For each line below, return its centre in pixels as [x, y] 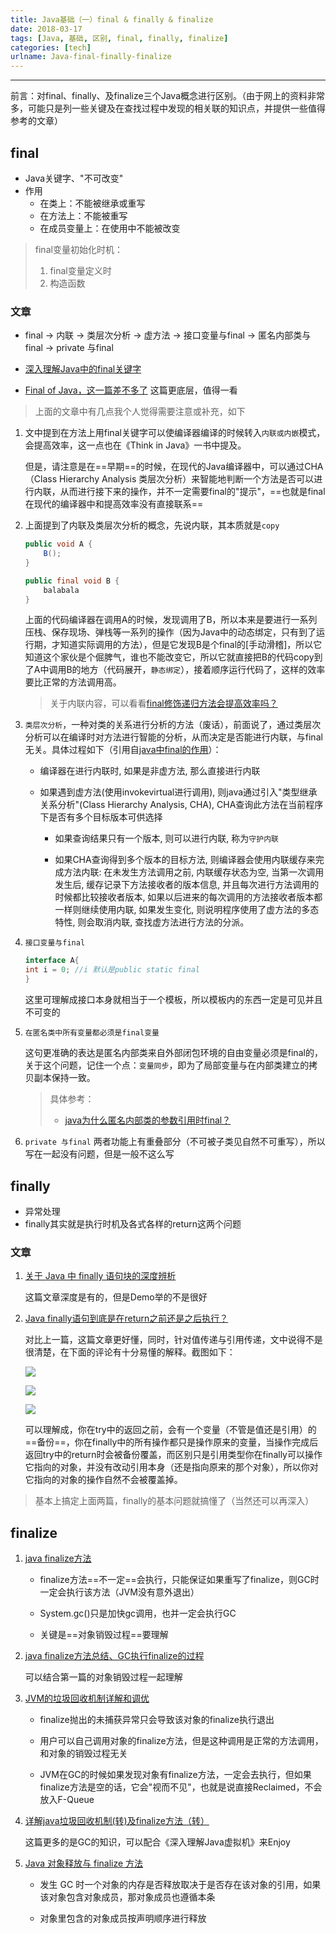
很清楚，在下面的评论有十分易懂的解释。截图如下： [130, 1352]
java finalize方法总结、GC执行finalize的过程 [114, 1656]
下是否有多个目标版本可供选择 [101, 817]
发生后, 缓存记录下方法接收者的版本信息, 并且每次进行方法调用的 [187, 885]
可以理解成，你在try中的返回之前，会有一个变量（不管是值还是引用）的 [170, 1430]
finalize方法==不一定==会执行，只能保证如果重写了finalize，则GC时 [179, 1580]
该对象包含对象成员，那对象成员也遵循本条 [127, 1897]
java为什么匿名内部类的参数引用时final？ [148, 1120]
